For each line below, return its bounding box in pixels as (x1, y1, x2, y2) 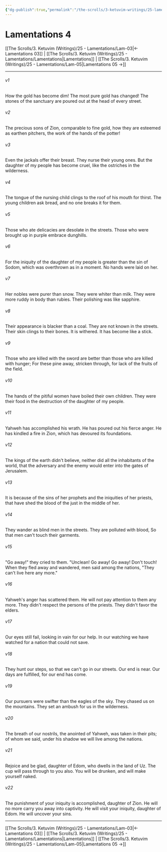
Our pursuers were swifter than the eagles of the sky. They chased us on (5, 698, 155, 704)
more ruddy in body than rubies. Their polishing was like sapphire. (5, 296, 141, 302)
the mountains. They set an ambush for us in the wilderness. (5, 704, 129, 710)
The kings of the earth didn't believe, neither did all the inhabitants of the (5, 457, 155, 463)
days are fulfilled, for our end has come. (5, 671, 87, 677)
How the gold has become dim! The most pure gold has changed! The (5, 93, 149, 99)
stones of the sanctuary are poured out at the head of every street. (5, 98, 142, 104)
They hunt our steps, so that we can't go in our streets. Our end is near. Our (5, 666, 160, 672)
